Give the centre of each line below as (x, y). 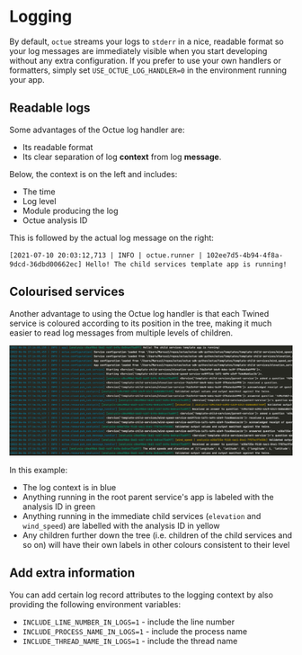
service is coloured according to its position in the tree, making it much (141, 323)
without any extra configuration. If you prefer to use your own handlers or (145, 60)
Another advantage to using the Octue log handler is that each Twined (139, 313)
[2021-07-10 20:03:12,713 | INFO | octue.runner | (106, 255)
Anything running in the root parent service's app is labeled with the (148, 497)
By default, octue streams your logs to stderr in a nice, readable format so (147, 41)
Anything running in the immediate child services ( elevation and (142, 516)
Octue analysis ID (55, 220)
